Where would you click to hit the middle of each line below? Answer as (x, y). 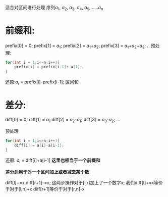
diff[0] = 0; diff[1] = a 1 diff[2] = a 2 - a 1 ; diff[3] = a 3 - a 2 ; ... (63, 120)
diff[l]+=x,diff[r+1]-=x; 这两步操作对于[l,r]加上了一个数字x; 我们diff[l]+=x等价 (84, 183)
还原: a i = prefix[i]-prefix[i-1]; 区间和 (42, 82)
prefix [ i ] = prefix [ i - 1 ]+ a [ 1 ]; (48, 67)
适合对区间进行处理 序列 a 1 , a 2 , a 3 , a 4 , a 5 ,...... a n (54, 8)
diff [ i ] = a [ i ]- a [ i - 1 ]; (39, 145)
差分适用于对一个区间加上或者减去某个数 (47, 172)
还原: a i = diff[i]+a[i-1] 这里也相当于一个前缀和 (53, 161)
